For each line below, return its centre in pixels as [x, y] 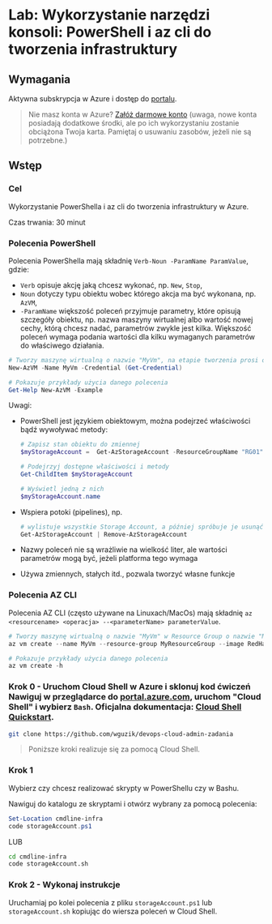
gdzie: [19, 269]
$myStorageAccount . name [60, 496]
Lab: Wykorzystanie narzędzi [109, 15]
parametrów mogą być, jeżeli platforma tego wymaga [109, 558]
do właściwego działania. [62, 345]
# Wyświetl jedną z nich [62, 489]
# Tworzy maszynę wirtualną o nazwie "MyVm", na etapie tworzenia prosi [134, 360]
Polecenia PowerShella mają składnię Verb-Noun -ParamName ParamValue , [129, 260]
